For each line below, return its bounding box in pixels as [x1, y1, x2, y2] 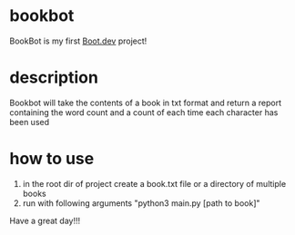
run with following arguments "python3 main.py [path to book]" [22, 197, 261, 209]
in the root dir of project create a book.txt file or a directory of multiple [22, 178, 287, 189]
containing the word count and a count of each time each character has [9, 106, 279, 118]
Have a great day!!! [9, 215, 81, 226]
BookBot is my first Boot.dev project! [9, 35, 147, 46]
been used [9, 116, 50, 127]
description [9, 67, 98, 88]
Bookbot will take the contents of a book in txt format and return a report [9, 97, 282, 108]
